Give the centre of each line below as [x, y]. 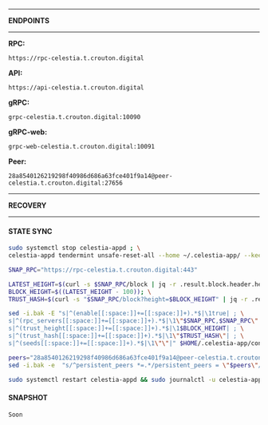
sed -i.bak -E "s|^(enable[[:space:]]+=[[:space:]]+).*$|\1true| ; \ [126, 314]
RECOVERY [28, 205]
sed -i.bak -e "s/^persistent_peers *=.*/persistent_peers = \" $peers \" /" [137, 365]
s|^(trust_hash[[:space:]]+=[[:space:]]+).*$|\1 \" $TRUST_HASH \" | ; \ [126, 336]
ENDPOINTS [29, 20]
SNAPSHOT [28, 398]
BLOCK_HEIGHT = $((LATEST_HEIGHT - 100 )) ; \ [80, 292]
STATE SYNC [30, 231]
